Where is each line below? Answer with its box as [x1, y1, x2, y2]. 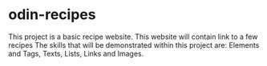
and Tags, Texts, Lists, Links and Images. [8, 49, 144, 58]
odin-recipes [8, 6, 96, 24]
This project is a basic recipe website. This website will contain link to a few [8, 32, 258, 41]
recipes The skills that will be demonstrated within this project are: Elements [8, 40, 260, 49]
